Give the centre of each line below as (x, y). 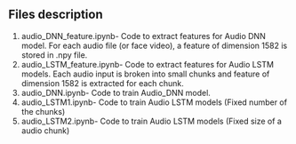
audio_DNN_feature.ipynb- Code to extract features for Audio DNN (143, 36)
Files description (56, 15)
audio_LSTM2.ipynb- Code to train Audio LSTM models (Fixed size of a (151, 121)
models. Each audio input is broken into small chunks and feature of (145, 74)
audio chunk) (45, 130)
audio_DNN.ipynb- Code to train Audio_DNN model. (116, 92)
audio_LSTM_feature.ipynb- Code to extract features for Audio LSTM (148, 64)
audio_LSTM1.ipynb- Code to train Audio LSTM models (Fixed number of (154, 102)
